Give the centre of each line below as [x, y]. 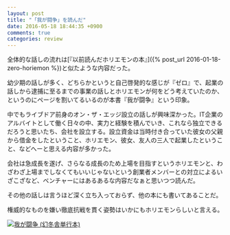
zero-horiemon [28, 68]
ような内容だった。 [106, 68]
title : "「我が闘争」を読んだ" [47, 20]
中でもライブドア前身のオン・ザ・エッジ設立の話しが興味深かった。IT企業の [115, 115]
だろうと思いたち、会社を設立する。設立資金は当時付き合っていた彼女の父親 [115, 132]
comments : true [29, 33]
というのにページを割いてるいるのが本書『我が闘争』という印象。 [100, 100]
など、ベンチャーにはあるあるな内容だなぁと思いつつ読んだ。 [112, 181]
